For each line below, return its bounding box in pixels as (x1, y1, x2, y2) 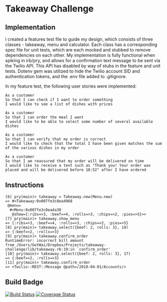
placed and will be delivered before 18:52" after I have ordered (5, 167, 146, 172)
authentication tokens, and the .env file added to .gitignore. (5, 74, 127, 79)
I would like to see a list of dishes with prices (5, 102, 113, 107)
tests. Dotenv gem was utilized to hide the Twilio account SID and (5, 68, 140, 74)
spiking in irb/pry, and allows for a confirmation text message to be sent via (5, 58, 160, 63)
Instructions (5, 181, 44, 189)
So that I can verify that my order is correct (5, 137, 106, 142)
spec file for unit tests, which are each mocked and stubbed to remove (5, 47, 151, 53)
